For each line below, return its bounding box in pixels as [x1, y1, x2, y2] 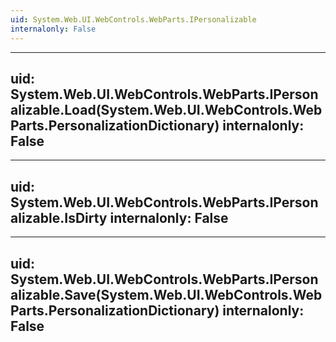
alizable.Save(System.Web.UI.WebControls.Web [10, 286, 323, 303]
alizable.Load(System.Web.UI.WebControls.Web [10, 101, 323, 118]
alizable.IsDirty [10, 209, 108, 226]
